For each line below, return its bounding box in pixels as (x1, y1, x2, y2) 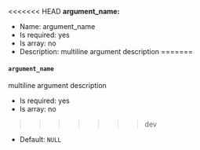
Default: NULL (19, 135, 61, 145)
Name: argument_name (19, 22, 96, 31)
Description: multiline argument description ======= (19, 47, 194, 56)
